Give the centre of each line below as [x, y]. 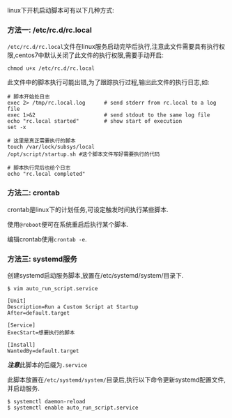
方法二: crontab [34, 193]
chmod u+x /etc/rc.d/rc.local [51, 68]
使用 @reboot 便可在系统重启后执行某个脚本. [68, 224]
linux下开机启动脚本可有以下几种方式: [61, 10]
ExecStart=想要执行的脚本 [41, 333]
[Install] [22, 345]
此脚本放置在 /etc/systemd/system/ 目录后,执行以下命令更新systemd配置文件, [117, 380]
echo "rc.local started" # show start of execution [95, 121]
